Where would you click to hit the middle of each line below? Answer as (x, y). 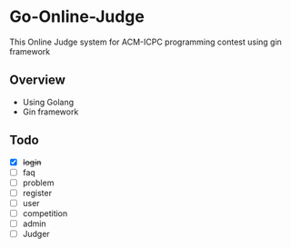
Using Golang (48, 102)
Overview (38, 80)
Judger (36, 234)
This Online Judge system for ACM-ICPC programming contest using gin (145, 42)
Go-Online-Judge (77, 17)
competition (45, 213)
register (37, 193)
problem (38, 183)
